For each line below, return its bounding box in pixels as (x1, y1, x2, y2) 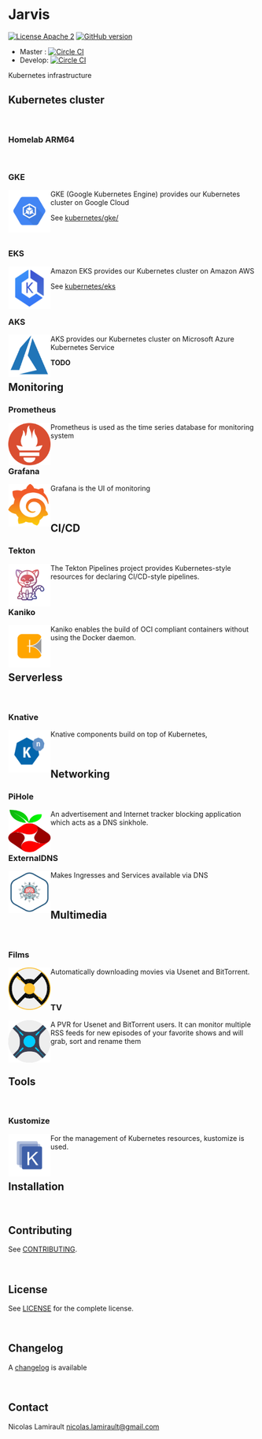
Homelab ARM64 (8, 134, 75, 145)
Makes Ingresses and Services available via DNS (50, 870, 208, 880)
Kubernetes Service (50, 342, 115, 352)
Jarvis (8, 6, 50, 24)
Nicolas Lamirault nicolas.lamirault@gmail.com (8, 1422, 160, 1431)
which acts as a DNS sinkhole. (50, 818, 149, 827)
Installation (8, 1180, 65, 1193)
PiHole (8, 791, 34, 802)
